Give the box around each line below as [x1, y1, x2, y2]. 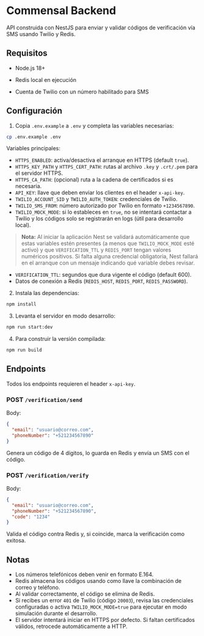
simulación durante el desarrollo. [15, 610, 97, 617]
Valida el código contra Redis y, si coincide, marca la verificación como [6, 530, 185, 538]
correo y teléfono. [15, 584, 61, 591]
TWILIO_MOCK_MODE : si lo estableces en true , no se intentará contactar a [15, 208, 192, 216]
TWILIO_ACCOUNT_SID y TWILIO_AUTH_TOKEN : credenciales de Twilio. [15, 196, 178, 203]
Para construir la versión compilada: [15, 335, 106, 343]
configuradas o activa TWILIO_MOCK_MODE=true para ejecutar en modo [15, 603, 188, 611]
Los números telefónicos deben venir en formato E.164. [15, 571, 154, 578]
